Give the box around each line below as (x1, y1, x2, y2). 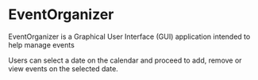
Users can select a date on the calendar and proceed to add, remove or (8, 55, 242, 65)
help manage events (8, 40, 75, 49)
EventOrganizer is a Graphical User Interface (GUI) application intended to (8, 32, 251, 41)
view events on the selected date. (8, 63, 119, 73)
